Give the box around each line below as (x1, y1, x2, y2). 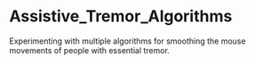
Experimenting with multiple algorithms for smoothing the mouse (9, 36, 246, 46)
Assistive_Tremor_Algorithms (9, 6, 233, 27)
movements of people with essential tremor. (9, 44, 171, 55)
